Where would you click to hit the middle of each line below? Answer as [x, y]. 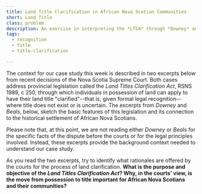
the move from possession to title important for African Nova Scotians [96, 179]
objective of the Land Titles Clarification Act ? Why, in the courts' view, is [99, 173]
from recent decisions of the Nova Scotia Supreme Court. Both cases [92, 79]
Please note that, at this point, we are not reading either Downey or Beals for [101, 129]
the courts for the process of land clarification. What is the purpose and [96, 166]
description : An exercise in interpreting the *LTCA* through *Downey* [98, 29]
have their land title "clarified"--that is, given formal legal [77, 99]
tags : [13, 34]
